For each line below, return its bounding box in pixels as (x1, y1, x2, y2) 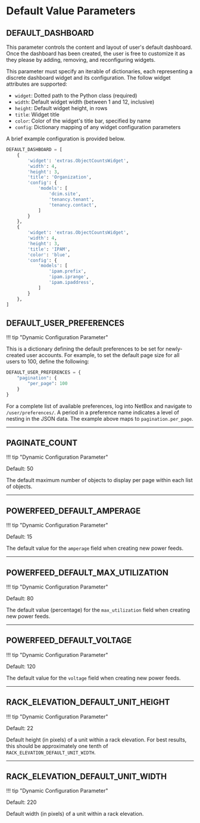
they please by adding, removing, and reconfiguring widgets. (6, 57, 156, 63)
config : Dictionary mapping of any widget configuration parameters (14, 124, 181, 130)
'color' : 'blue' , (27, 252, 70, 258)
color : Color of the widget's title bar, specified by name (14, 117, 151, 124)
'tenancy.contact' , (48, 202, 97, 208)
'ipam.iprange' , (48, 274, 89, 280)
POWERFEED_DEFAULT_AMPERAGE (6, 506, 141, 516)
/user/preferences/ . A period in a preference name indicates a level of (6, 409, 180, 416)
